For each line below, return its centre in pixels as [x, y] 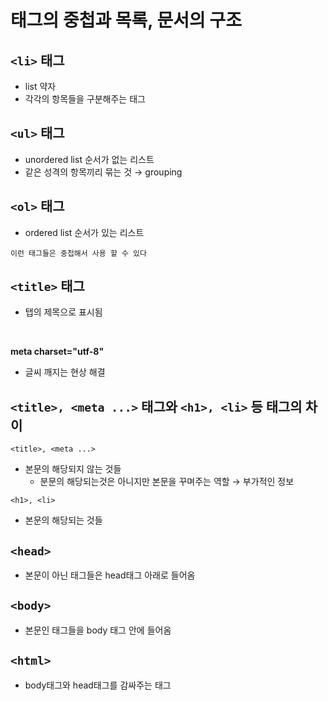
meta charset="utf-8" [57, 352]
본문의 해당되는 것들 [63, 520]
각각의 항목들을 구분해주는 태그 [85, 99]
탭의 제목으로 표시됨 [63, 312]
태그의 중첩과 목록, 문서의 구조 [126, 20]
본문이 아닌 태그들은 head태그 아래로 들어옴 [110, 575]
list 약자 [40, 86]
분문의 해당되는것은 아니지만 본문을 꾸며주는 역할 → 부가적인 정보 [167, 482]
